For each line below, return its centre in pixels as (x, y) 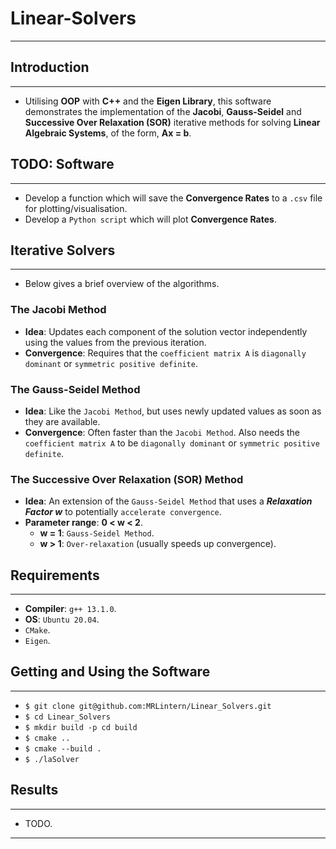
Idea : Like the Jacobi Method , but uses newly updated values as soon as (173, 411)
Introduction (50, 67)
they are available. (62, 421)
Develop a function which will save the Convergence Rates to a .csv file (173, 198)
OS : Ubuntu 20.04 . (62, 619)
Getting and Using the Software (110, 672)
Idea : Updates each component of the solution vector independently (166, 331)
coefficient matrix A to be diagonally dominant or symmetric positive (172, 443)
